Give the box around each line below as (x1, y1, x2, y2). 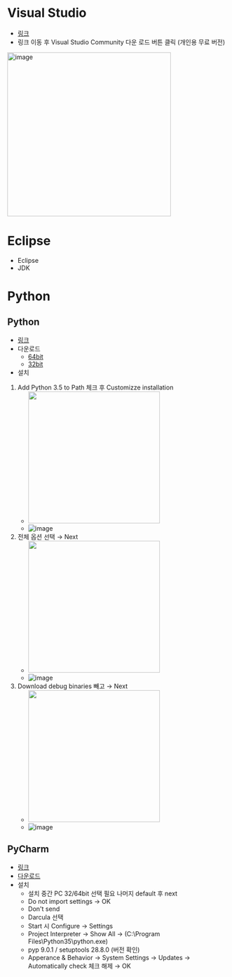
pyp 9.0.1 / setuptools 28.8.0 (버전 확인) (27, 945, 140, 954)
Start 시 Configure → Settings (27, 921, 114, 930)
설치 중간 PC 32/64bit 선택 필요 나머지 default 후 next (27, 889, 177, 898)
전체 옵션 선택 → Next (17, 532, 79, 541)
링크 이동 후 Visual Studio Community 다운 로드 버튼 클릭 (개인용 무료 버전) (17, 37, 226, 46)
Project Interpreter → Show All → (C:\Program (27, 929, 161, 938)
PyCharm (7, 843, 49, 855)
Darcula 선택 (27, 912, 64, 921)
